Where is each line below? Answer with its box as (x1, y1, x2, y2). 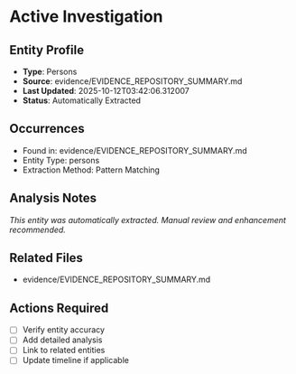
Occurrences (9, 121, 85, 136)
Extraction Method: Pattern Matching (22, 164, 161, 175)
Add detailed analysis (22, 334, 103, 345)
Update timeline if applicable (22, 355, 129, 366)
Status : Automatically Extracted (22, 95, 142, 106)
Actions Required (9, 300, 109, 315)
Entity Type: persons (22, 154, 100, 165)
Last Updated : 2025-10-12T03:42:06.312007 (22, 86, 190, 96)
